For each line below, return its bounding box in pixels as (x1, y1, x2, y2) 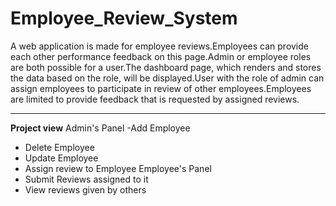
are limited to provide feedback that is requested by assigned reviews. (10, 93, 300, 105)
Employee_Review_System (10, 7, 238, 30)
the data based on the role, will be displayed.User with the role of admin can (10, 72, 325, 84)
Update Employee (24, 152, 99, 164)
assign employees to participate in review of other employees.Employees (10, 82, 312, 94)
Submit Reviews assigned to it (24, 173, 149, 185)
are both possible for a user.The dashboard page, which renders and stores (10, 61, 322, 73)
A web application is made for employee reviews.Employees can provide (10, 40, 309, 52)
